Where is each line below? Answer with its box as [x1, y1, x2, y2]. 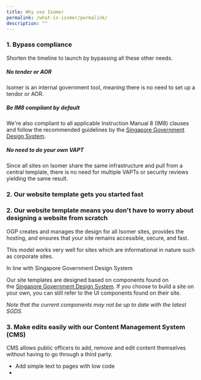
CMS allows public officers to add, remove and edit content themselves [6, 344, 186, 351]
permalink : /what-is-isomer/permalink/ [6, 15, 108, 21]
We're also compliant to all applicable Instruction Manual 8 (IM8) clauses [6, 120, 189, 127]
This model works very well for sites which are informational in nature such [6, 246, 196, 253]
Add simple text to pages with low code [15, 362, 115, 370]
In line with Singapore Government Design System [6, 264, 133, 271]
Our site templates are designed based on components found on [6, 276, 169, 284]
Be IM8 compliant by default [6, 104, 80, 112]
